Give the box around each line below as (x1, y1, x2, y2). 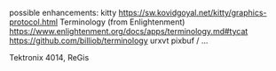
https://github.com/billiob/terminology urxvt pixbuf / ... (9, 35, 209, 46)
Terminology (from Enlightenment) (59, 17, 185, 27)
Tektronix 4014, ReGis (9, 53, 90, 62)
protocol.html (9, 17, 59, 27)
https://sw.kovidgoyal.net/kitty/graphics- (118, 8, 267, 18)
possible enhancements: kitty (9, 8, 117, 18)
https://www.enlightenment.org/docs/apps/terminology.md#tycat (9, 26, 248, 36)
